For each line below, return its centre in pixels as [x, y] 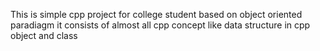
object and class [44, 35]
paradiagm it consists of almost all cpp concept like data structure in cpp [160, 25]
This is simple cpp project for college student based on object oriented [156, 14]
